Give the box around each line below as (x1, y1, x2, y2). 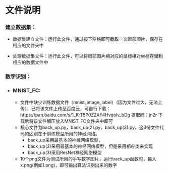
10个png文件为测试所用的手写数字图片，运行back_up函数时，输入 (20, 155, 157, 161)
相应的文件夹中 (12, 42, 44, 48)
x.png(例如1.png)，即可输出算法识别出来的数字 (20, 162, 118, 168)
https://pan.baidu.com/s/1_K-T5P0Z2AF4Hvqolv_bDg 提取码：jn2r (20, 112, 157, 118)
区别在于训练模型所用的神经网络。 (29, 130, 100, 136)
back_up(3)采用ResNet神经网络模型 (27, 149, 102, 155)
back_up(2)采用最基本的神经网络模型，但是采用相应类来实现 (27, 143, 153, 149)
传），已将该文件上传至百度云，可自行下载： (20, 105, 111, 111)
